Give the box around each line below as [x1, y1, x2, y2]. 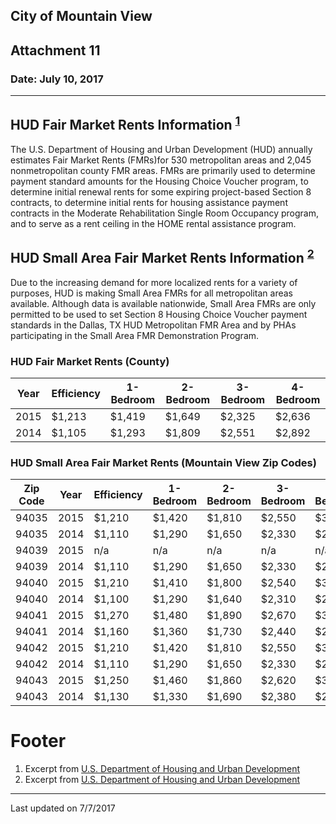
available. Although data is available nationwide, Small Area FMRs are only [10, 297, 317, 309]
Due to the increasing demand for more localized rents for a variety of [10, 276, 298, 288]
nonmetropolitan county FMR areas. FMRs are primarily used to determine [10, 164, 316, 176]
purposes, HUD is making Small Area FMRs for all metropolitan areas [10, 287, 293, 299]
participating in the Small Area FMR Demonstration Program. [10, 329, 260, 341]
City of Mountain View [10, 8, 153, 25]
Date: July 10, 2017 [10, 72, 104, 86]
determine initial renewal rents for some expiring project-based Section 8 [10, 185, 312, 198]
